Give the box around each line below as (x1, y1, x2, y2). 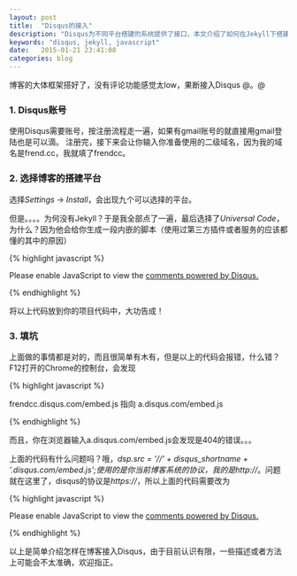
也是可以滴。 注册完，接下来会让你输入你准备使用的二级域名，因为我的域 (16, 136, 283, 147)
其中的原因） (24, 235, 72, 245)
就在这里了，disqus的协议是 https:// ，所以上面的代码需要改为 (9, 475, 231, 486)
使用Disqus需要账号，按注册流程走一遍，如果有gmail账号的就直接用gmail (9, 126, 276, 136)
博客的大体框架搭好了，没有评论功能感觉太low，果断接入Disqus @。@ (9, 80, 266, 90)
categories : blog (9, 54, 73, 63)
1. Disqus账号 (9, 104, 67, 116)
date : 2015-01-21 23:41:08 (9, 46, 117, 55)
